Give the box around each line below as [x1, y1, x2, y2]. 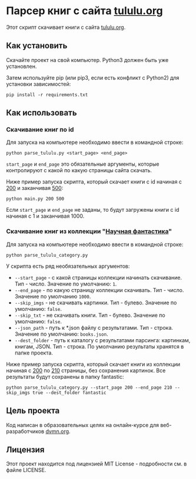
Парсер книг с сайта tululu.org [6, 4, 163, 18]
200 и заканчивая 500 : [6, 185, 64, 192]
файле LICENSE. [6, 467, 46, 474]
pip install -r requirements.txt [6, 91, 88, 98]
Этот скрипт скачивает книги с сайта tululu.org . [6, 24, 126, 31]
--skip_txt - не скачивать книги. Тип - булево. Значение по [14, 311, 166, 319]
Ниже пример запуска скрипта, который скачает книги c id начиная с [6, 178, 182, 185]
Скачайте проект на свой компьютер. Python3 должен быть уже [6, 56, 169, 63]
